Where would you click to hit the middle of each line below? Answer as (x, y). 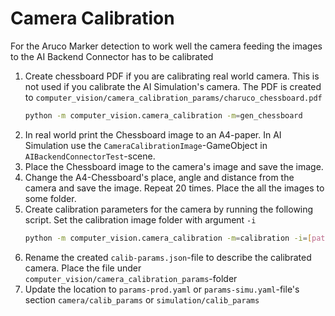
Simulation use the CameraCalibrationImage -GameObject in (146, 145)
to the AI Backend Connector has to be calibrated (112, 56)
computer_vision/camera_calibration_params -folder (131, 278)
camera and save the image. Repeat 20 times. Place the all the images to (174, 188)
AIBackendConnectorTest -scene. (90, 156)
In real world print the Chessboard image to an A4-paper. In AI (153, 134)
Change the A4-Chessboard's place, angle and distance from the (159, 177)
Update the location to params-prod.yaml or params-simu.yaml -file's (162, 289)
